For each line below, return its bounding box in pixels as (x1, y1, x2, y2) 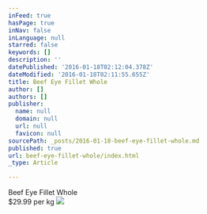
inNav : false (8, 26, 51, 34)
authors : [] (8, 93, 47, 101)
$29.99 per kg (8, 197, 55, 207)
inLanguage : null (8, 33, 66, 42)
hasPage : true (8, 19, 55, 27)
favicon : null (15, 129, 62, 137)
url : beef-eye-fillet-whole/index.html (8, 151, 140, 159)
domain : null (15, 115, 58, 123)
